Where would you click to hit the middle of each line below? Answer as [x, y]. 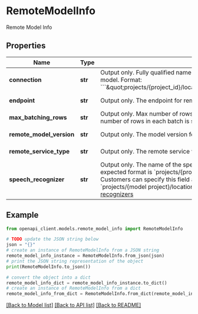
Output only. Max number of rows [146, 113]
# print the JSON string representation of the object [75, 261]
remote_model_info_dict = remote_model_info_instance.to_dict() [87, 283]
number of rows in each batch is [145, 121]
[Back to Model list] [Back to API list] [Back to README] [74, 305]
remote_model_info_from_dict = [44, 294]
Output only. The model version [143, 134]
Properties [26, 46]
